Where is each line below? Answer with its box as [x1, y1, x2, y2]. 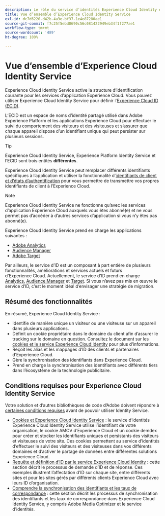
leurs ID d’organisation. [12, 480, 59, 486]
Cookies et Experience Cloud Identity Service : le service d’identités [12, 417, 150, 423]
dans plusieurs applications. [12, 325, 69, 331]
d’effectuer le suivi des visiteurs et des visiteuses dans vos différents [12, 443, 152, 449]
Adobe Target [12, 253, 40, 258]
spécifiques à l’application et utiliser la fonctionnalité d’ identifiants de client [5, 172, 157, 178]
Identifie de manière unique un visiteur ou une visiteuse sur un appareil [12, 320, 156, 326]
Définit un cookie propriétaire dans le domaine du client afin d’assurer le [12, 331, 158, 336]
